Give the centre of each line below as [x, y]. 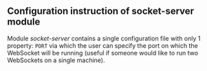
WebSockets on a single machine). [56, 60]
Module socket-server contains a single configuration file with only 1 [104, 38]
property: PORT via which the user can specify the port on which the [102, 45]
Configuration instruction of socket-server [101, 11]
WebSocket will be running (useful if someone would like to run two [102, 53]
